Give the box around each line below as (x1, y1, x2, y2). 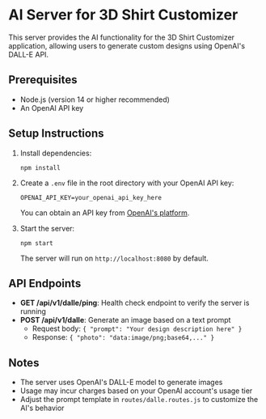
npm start (19, 239, 54, 248)
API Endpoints (8, 277, 82, 290)
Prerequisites (8, 73, 78, 87)
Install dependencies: (19, 148, 92, 158)
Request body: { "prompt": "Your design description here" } (32, 324, 243, 333)
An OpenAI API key (19, 103, 84, 112)
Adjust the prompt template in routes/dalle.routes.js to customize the (19, 395, 259, 404)
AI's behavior (19, 403, 65, 413)
